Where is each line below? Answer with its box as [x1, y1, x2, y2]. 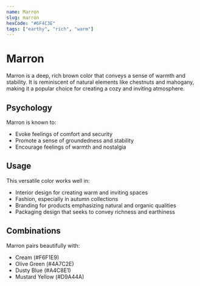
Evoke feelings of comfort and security [15, 131, 113, 137]
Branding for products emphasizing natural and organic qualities [15, 202, 176, 209]
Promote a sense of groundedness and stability [15, 137, 134, 144]
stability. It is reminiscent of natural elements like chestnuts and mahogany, [6, 78, 195, 86]
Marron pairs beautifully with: [6, 242, 80, 249]
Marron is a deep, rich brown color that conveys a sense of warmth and [6, 72, 185, 80]
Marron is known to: [6, 119, 57, 126]
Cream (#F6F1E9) [15, 253, 60, 261]
